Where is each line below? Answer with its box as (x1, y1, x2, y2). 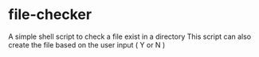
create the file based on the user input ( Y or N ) (8, 40, 166, 49)
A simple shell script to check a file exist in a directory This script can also (8, 32, 252, 41)
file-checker (8, 6, 92, 24)
